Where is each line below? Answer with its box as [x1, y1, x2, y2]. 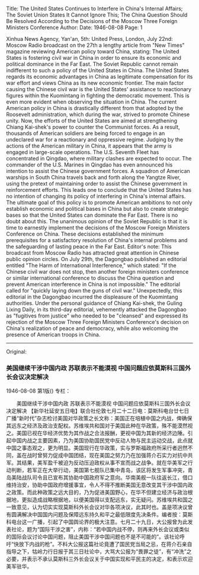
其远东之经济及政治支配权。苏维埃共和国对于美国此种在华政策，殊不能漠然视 [6, 422, 193, 429]
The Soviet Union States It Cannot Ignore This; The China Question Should [6, 11, 188, 18]
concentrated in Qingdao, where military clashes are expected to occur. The [6, 155, 192, 162]
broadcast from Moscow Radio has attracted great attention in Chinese [6, 249, 179, 256]
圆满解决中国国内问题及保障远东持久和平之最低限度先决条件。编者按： [11, 511, 182, 518]
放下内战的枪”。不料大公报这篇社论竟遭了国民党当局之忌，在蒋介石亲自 [18, 541, 192, 548]
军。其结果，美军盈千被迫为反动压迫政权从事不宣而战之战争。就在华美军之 [6, 459, 188, 467]
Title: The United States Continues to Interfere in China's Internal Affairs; [6, 5, 183, 12]
